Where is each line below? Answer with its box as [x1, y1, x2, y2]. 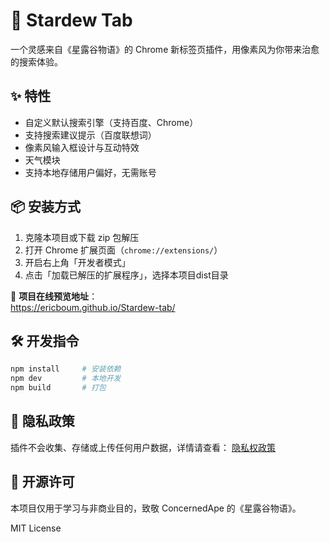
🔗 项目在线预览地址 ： [10, 290, 98, 302]
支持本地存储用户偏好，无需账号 [24, 166, 157, 178]
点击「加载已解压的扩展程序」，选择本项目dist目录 [24, 269, 229, 281]
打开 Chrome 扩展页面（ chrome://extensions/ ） [24, 244, 223, 256]
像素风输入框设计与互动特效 [24, 141, 140, 153]
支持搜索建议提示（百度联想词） [24, 129, 157, 141]
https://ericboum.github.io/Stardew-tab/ [10, 301, 176, 313]
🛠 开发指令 [10, 332, 80, 349]
